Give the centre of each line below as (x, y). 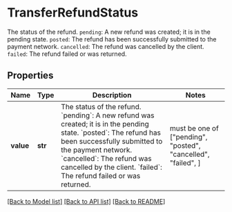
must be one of (194, 128)
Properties (30, 76)
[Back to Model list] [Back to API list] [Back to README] (86, 201)
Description (112, 95)
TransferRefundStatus (73, 13)
